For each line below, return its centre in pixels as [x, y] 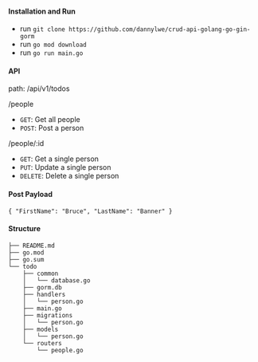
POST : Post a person [52, 128]
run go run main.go [51, 53]
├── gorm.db [42, 287]
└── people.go [60, 350]
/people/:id [26, 144]
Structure [25, 229]
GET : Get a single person [59, 159]
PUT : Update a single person [65, 167]
